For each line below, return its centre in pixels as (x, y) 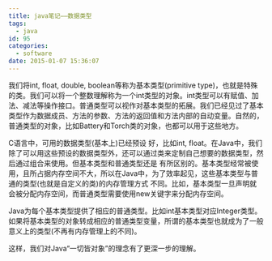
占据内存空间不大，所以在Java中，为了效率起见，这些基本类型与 (144, 173)
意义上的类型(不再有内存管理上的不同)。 (75, 231)
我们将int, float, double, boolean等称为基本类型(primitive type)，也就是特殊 (133, 85)
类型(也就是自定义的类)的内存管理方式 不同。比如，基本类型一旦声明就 (140, 183)
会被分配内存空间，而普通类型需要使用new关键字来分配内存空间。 (118, 193)
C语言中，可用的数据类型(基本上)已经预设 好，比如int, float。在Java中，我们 (136, 143)
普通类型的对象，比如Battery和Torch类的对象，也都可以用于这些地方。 (126, 126)
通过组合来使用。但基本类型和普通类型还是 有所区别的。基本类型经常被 (133, 163)
